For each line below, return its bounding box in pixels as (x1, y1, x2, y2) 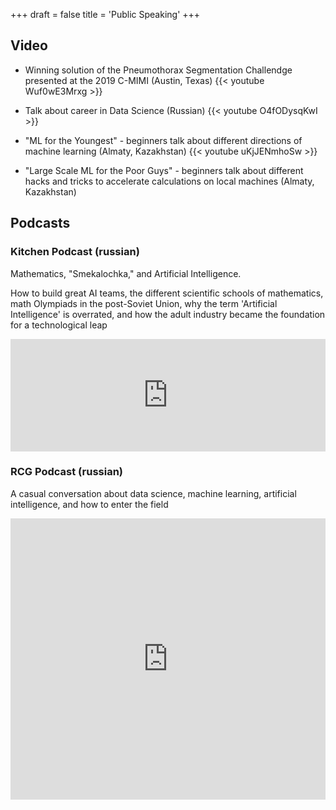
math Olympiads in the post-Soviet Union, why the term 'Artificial (10, 297, 278, 309)
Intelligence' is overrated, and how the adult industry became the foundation (10, 308, 326, 320)
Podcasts (10, 215, 71, 232)
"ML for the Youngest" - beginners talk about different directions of (24, 134, 303, 146)
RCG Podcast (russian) (10, 465, 124, 479)
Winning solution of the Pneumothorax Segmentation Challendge (24, 64, 293, 76)
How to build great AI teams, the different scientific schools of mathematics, (10, 287, 324, 299)
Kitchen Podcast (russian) (10, 245, 140, 259)
